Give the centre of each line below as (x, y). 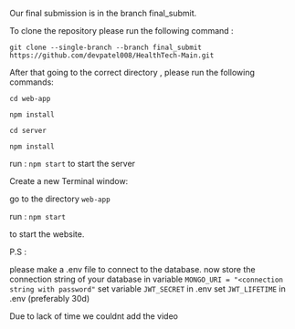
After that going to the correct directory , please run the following (132, 72)
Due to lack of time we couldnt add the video (94, 316)
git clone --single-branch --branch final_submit (106, 47)
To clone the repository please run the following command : (122, 31)
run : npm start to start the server (72, 164)
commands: (32, 82)
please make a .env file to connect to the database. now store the (132, 269)
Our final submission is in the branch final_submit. (103, 13)
